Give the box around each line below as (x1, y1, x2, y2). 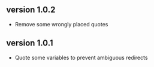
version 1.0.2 (6, 5, 56, 15)
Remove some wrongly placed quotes (14, 20, 108, 28)
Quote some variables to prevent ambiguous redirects (14, 54, 148, 61)
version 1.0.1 (6, 38, 53, 48)
